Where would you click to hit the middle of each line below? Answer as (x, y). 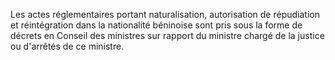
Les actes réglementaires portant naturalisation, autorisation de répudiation (165, 14)
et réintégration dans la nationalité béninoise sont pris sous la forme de (156, 25)
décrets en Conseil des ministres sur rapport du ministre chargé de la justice (167, 35)
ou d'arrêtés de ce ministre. (67, 46)
